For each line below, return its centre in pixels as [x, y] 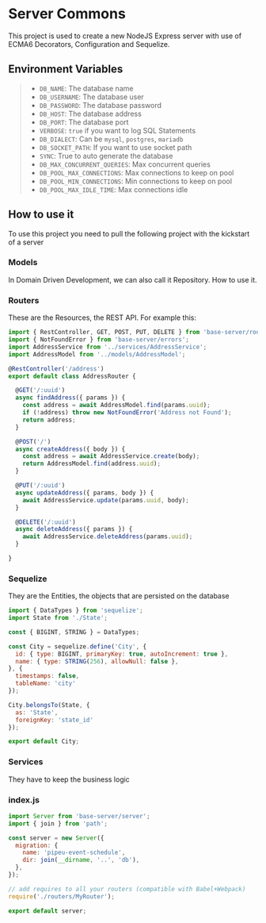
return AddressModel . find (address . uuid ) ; [91, 464]
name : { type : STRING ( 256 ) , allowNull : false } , [97, 661]
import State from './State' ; [58, 618]
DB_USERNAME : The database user [91, 97]
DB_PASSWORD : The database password [101, 105]
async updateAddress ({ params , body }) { [85, 493]
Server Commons [67, 14]
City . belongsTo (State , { [49, 705]
